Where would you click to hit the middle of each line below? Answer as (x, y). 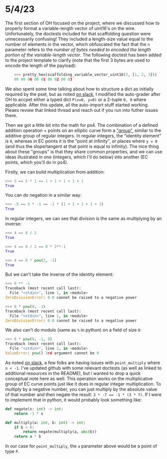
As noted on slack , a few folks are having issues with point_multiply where (83, 363)
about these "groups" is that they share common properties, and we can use (84, 151)
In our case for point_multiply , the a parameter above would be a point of (81, 446)
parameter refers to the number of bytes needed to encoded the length (78, 49)
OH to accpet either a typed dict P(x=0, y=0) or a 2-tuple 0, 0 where (76, 99)
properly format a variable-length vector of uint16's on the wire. (71, 28)
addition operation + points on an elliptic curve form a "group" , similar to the (83, 130)
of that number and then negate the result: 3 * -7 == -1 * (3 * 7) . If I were (83, 394)
